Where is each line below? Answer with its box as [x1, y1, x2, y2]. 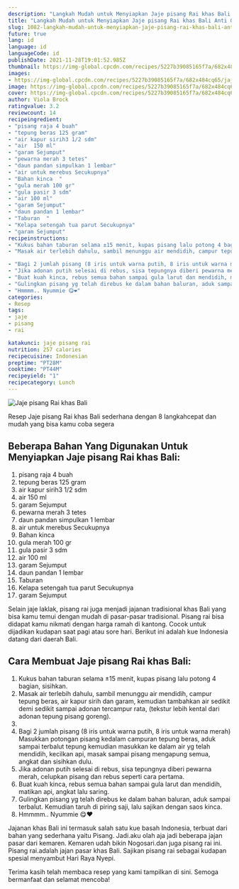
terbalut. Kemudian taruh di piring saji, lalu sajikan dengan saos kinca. [18, 802, 223, 811]
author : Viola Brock [8, 96, 70, 104]
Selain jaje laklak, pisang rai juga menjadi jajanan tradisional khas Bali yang [8, 604, 226, 613]
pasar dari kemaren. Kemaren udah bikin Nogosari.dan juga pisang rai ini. [8, 839, 223, 847]
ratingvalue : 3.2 [8, 103, 60, 110]
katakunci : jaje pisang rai [8, 339, 91, 346]
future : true [8, 30, 47, 38]
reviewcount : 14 [8, 109, 56, 116]
